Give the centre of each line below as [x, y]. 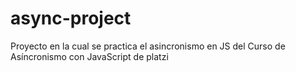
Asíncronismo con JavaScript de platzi [89, 56]
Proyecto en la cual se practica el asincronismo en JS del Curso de [148, 46]
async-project [71, 18]
